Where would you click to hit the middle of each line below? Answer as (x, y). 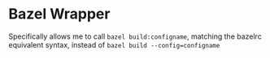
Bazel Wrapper (59, 14)
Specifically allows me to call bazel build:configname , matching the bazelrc (135, 36)
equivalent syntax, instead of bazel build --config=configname (114, 44)
